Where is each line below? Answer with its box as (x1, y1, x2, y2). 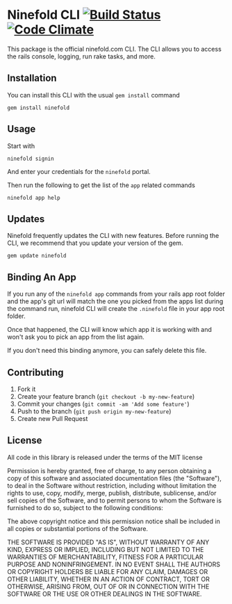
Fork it (17, 385, 36, 393)
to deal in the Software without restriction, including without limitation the (7, 481, 217, 490)
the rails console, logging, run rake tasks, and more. (7, 52, 156, 61)
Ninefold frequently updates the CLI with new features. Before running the (7, 232, 219, 240)
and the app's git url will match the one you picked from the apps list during (7, 297, 224, 305)
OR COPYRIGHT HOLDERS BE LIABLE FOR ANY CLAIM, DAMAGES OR (7, 567, 208, 575)
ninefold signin (7, 155, 54, 162)
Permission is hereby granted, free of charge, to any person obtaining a (7, 466, 212, 475)
